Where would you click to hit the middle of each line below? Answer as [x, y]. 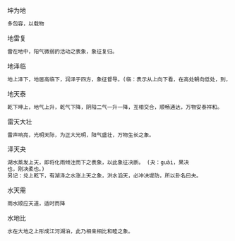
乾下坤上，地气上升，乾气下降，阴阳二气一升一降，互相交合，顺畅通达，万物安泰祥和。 [115, 107]
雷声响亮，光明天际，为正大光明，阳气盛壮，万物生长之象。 [81, 135]
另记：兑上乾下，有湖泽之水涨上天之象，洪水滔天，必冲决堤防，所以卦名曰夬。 [104, 176]
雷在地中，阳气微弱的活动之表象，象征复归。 [62, 52]
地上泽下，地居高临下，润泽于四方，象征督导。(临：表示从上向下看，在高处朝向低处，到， [119, 79]
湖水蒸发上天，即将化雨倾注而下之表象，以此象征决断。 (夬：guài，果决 [98, 163]
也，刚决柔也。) [26, 169]
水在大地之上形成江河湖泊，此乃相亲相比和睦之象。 [71, 231]
